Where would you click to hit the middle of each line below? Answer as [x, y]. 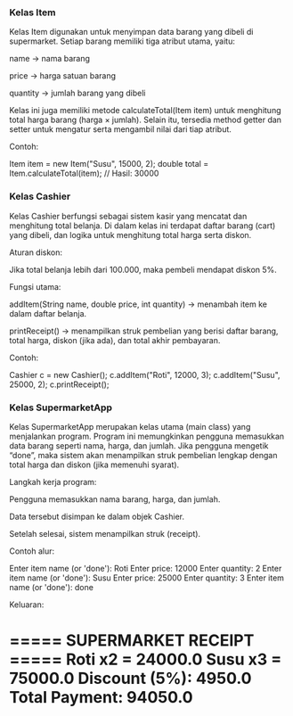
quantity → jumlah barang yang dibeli [77, 93]
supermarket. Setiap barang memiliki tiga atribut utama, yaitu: [122, 41]
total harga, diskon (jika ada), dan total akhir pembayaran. [115, 340]
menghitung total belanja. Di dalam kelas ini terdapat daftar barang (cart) [142, 226]
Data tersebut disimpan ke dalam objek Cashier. [97, 516]
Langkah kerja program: [53, 481]
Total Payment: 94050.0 [101, 698]
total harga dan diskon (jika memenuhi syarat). [94, 465]
